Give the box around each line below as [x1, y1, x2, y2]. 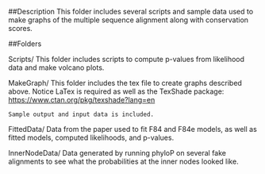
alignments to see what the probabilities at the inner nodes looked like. [8, 157, 240, 166]
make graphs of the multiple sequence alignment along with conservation [8, 15, 248, 25]
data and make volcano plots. [8, 63, 105, 72]
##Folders [8, 39, 42, 48]
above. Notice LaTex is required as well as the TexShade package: [8, 87, 225, 96]
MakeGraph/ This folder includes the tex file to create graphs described [8, 79, 242, 87]
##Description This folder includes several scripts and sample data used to [8, 7, 254, 16]
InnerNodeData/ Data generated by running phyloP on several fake [8, 149, 227, 157]
